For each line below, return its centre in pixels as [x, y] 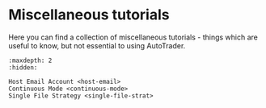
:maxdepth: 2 [30, 60]
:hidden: [23, 67]
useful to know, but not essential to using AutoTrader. [97, 45]
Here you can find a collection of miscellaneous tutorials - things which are [133, 37]
